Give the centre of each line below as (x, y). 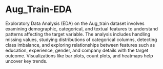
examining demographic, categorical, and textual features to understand (81, 28)
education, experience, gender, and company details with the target (77, 50)
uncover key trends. (26, 61)
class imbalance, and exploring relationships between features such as (80, 45)
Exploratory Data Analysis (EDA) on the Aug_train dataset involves (75, 23)
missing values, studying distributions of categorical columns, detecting (81, 40)
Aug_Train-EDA (39, 9)
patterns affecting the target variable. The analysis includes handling (78, 34)
